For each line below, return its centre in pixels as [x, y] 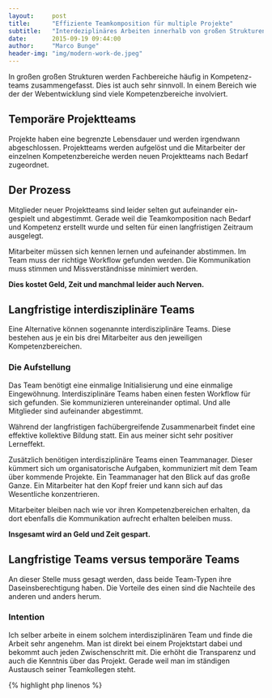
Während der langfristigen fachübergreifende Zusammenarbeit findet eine [132, 426]
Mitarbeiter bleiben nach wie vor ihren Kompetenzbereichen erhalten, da [130, 510]
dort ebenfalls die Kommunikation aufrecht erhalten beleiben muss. [121, 518]
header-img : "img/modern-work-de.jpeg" [76, 54]
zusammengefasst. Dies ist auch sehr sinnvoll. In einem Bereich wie [144, 85]
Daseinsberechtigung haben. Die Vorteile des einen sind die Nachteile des [132, 588]
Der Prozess [40, 190]
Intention [27, 617]
